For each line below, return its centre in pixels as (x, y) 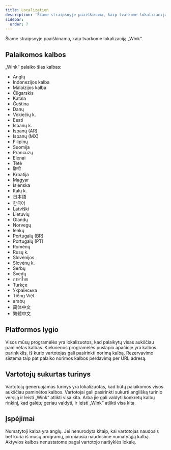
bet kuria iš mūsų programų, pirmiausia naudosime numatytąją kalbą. (78, 436)
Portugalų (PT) (28, 241)
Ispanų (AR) (25, 131)
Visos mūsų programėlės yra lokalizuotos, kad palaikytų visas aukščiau (80, 342)
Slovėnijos (23, 258)
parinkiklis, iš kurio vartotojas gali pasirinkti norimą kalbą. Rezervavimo (79, 353)
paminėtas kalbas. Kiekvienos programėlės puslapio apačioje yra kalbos (81, 347)
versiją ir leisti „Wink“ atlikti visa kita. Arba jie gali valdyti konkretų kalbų (80, 397)
